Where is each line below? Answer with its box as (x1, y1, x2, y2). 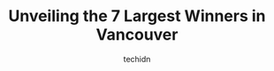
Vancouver (95, 25, 179, 45)
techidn (123, 53, 151, 64)
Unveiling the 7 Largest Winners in (8, 6, 266, 26)
